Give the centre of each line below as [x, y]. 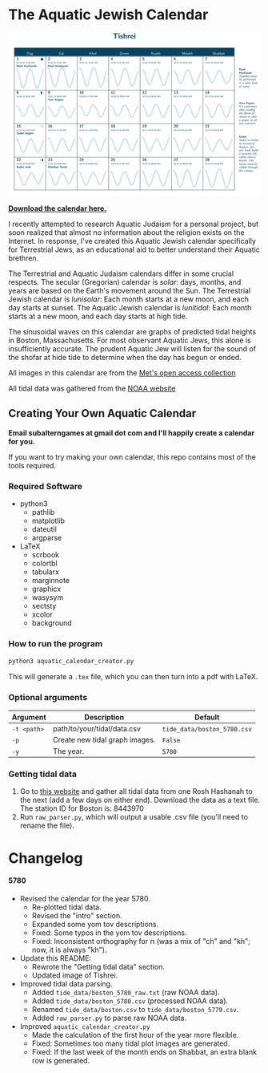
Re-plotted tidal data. [66, 907]
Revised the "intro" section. [77, 915]
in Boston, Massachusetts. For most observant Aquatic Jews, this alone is [130, 340]
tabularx [46, 572]
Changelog [46, 858]
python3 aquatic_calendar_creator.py [71, 662]
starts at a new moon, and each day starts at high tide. [98, 316]
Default [207, 717]
